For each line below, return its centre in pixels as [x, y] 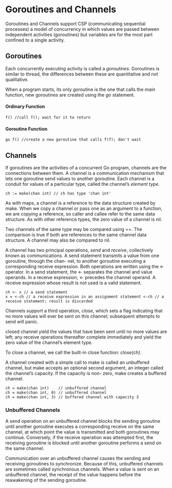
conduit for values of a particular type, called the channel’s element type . [83, 184]
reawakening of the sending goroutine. [46, 480]
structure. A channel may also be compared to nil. [58, 240]
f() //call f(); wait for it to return [48, 117]
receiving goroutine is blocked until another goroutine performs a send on [83, 443]
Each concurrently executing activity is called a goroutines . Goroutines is [82, 68]
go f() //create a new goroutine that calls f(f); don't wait [73, 140]
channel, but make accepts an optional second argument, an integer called [84, 367]
